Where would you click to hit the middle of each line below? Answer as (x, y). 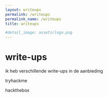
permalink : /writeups (28, 14)
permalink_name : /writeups (33, 19)
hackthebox (17, 91)
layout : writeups (23, 10)
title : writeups (22, 24)
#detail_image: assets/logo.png (39, 33)
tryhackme (16, 81)
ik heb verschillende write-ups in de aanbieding (54, 71)
